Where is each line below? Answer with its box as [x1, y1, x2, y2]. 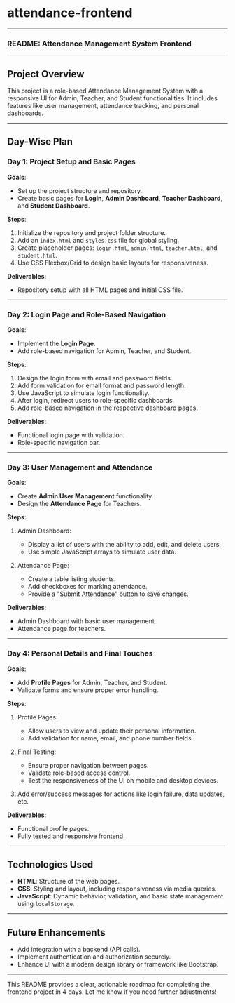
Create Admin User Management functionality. [17, 492, 154, 500]
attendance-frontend [7, 5, 133, 21]
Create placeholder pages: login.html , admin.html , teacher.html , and [17, 244, 218, 252]
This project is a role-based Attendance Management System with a [7, 86, 204, 95]
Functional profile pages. [17, 824, 90, 832]
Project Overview [7, 68, 85, 80]
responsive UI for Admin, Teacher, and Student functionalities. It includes [7, 94, 218, 102]
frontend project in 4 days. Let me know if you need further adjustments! [7, 988, 217, 996]
